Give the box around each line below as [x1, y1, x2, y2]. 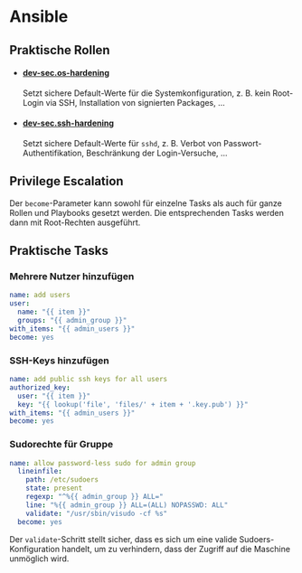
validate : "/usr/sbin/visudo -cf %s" [25, 509, 168, 518]
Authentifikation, [22, 147, 84, 158]
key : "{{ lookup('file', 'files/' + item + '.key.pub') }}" [17, 399, 249, 409]
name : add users [9, 291, 71, 300]
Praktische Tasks [9, 243, 109, 258]
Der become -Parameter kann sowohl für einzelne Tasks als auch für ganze [9, 197, 283, 209]
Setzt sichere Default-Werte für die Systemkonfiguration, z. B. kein [22, 88, 271, 99]
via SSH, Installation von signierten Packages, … [45, 97, 226, 108]
